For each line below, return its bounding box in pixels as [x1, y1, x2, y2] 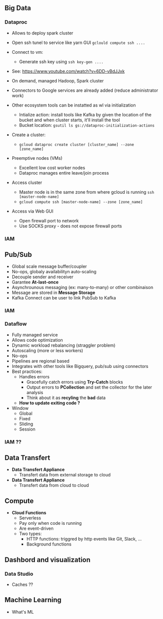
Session [19, 426, 35, 432]
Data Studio [4, 570, 33, 577]
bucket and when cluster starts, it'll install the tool [19, 117, 120, 123]
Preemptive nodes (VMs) [11, 155, 63, 161]
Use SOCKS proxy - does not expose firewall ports [19, 223, 122, 229]
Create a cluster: [11, 132, 46, 138]
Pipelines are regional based [11, 358, 70, 364]
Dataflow [4, 321, 27, 328]
